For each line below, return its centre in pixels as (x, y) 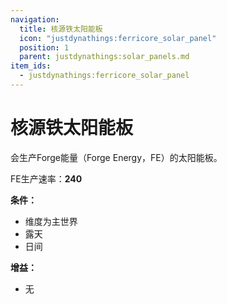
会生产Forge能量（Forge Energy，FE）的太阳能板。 (116, 157)
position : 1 (44, 47)
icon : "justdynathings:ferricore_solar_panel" (118, 38)
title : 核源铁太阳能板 (61, 29)
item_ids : (31, 66)
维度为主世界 (51, 221)
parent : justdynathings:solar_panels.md (104, 57)
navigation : (35, 19)
